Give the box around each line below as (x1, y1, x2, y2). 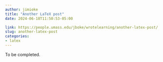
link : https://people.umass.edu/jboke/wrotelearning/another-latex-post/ (5, 25, 159, 30)
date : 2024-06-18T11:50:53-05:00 (5, 16, 73, 21)
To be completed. (5, 51, 41, 57)
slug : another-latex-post (5, 30, 58, 34)
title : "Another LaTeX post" (5, 12, 64, 16)
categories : (5, 34, 29, 39)
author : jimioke (5, 7, 38, 12)
